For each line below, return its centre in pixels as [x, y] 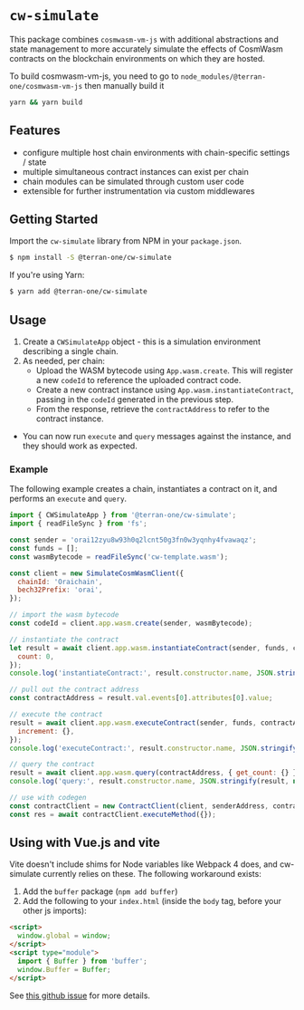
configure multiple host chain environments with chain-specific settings [156, 152]
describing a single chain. [71, 351]
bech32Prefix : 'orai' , [60, 590]
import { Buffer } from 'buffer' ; [82, 961]
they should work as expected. [80, 446]
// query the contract [52, 765]
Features [35, 131]
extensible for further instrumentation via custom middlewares [138, 191]
